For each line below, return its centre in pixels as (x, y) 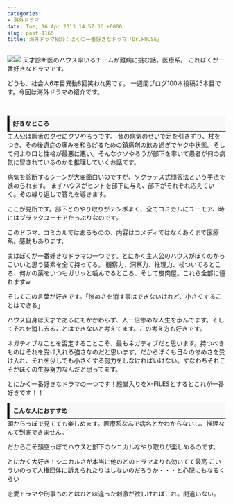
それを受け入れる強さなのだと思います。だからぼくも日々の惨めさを (122, 352)
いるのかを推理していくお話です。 (92, 162)
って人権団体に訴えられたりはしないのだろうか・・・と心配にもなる (122, 470)
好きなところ (31, 124)
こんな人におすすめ (40, 411)
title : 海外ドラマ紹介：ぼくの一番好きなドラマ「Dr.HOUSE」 (85, 40)
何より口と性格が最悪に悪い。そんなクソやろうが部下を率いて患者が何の (116, 154)
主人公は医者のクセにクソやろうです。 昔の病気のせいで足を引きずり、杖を (114, 137)
